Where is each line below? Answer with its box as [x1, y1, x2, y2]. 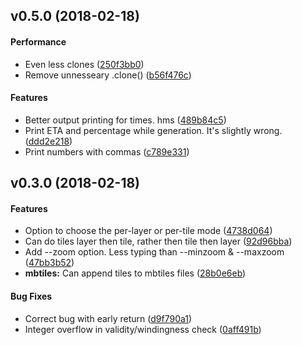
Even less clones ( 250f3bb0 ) [24, 58, 145, 70]
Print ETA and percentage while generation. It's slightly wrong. [24, 124, 283, 136]
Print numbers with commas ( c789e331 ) [24, 145, 190, 158]
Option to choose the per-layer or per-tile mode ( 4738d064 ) [24, 225, 273, 237]
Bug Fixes [10, 290, 53, 302]
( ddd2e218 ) [24, 135, 73, 147]
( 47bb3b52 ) [24, 257, 75, 269]
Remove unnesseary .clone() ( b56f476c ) [24, 69, 192, 81]
